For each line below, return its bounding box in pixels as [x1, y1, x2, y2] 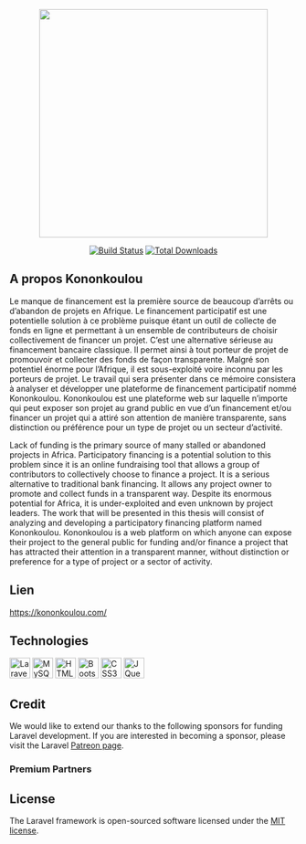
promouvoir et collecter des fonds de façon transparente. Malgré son [9, 353, 269, 364]
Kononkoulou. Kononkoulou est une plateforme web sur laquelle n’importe [9, 393, 288, 404]
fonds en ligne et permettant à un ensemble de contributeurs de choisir [9, 324, 279, 335]
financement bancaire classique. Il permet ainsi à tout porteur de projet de [9, 343, 290, 355]
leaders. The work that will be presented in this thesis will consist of [9, 507, 265, 518]
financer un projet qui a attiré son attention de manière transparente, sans [9, 412, 287, 423]
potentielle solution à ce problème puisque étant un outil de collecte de [9, 315, 277, 326]
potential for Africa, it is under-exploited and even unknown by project [9, 498, 274, 509]
